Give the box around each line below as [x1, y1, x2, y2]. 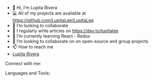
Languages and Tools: [5, 70, 51, 76]
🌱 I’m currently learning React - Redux [12, 33, 91, 39]
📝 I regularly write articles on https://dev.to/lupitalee [12, 28, 119, 34]
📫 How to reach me [12, 44, 53, 49]
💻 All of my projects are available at [12, 10, 86, 16]
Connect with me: [5, 61, 41, 66]
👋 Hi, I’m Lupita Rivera [12, 5, 57, 10]
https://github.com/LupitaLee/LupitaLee [12, 17, 94, 23]
